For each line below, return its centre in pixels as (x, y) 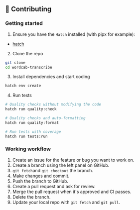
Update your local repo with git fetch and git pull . (66, 202)
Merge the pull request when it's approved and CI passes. (72, 192)
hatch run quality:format (32, 122)
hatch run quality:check (31, 109)
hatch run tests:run (27, 136)
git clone (15, 63)
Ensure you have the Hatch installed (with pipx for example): (74, 34)
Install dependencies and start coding (51, 77)
